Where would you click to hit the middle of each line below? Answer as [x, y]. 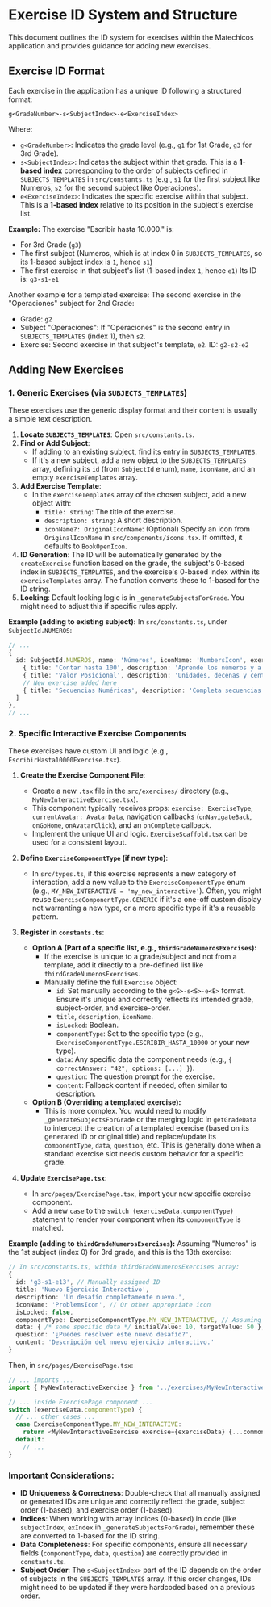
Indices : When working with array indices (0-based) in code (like [128, 1519]
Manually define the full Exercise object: [111, 982]
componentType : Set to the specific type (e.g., [130, 1034]
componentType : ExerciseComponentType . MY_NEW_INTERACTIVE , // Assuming [139, 1320]
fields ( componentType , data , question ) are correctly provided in [124, 1553]
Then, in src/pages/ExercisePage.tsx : [71, 1365]
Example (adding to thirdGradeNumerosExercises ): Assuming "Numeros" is [132, 1244]
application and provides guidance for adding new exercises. [110, 45]
